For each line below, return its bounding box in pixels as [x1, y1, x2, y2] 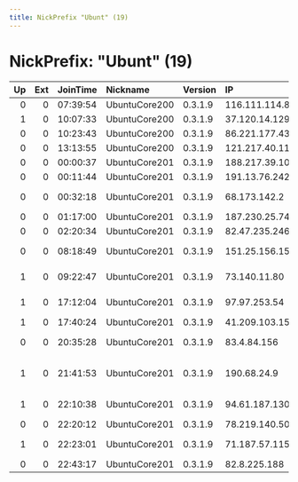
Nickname [106, 83, 150, 96]
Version [183, 83, 217, 96]
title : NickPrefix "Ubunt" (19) [9, 12, 129, 22]
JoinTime [57, 83, 98, 96]
